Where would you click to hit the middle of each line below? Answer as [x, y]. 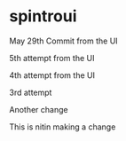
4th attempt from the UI [52, 75]
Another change [39, 109]
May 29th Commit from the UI [63, 41]
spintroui [43, 16]
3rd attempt [31, 92]
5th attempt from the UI [52, 58]
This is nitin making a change [63, 127]
